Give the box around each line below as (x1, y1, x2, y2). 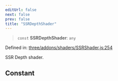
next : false (5, 12, 30, 17)
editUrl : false (5, 7, 37, 12)
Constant (5, 68, 35, 77)
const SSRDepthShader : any (17, 35, 76, 41)
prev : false (5, 16, 30, 21)
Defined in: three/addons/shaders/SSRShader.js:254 (5, 44, 113, 50)
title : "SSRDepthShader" (5, 21, 57, 26)
